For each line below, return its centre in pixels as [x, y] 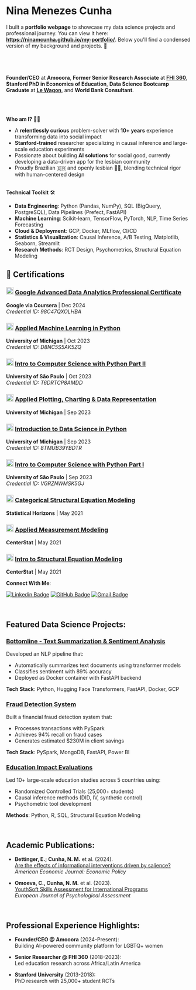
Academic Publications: [51, 845]
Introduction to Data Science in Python [71, 429]
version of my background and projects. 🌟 [56, 46]
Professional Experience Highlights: [73, 925]
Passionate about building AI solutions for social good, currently [92, 155]
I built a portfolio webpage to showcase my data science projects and [91, 27]
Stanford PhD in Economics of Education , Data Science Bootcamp [87, 84]
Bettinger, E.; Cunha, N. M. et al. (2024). [63, 859]
